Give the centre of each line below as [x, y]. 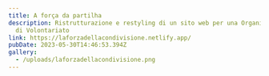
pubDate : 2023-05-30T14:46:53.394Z [68, 45]
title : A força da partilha [55, 15]
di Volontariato [42, 30]
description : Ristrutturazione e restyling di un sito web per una [123, 23]
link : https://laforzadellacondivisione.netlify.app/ [100, 38]
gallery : [23, 52]
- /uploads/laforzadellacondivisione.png [86, 60]
